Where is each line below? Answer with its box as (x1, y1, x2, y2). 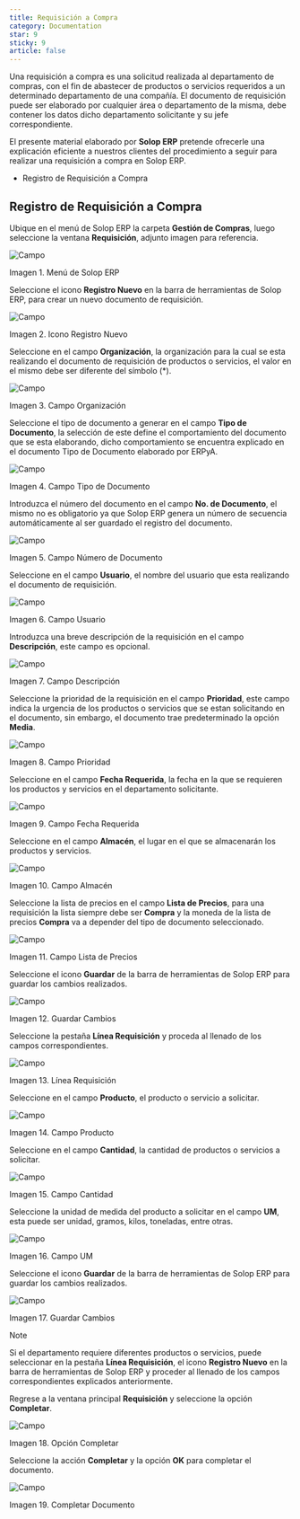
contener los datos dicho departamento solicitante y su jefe (9, 110, 229, 120)
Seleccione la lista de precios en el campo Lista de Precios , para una (9, 897, 265, 908)
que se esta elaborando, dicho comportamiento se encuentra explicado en (9, 437, 285, 447)
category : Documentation (9, 22, 102, 31)
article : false (9, 47, 66, 56)
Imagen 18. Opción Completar (9, 1437, 119, 1448)
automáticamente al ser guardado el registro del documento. (9, 517, 233, 528)
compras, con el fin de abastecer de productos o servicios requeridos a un (9, 81, 286, 92)
